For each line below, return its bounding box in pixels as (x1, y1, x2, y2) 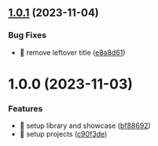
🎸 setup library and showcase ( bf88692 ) (19, 121, 151, 130)
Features (8, 103, 43, 114)
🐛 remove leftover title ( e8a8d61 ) (19, 47, 126, 57)
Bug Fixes (8, 30, 47, 41)
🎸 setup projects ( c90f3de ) (19, 130, 108, 139)
